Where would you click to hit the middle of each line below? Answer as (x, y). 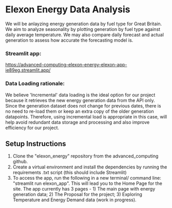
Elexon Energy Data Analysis (68, 10)
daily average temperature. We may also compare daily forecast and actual (85, 34)
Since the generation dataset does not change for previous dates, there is (83, 106)
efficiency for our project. (32, 128)
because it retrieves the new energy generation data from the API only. (80, 100)
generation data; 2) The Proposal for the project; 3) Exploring (78, 195)
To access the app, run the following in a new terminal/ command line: (87, 178)
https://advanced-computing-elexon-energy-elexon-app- (66, 65)
